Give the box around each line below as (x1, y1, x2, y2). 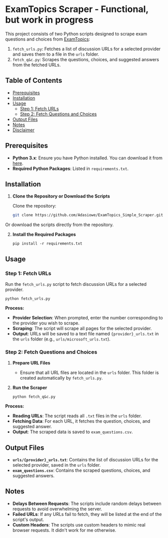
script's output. (12, 516, 44, 522)
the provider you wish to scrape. (12, 320, 80, 326)
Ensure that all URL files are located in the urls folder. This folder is (20, 370, 159, 376)
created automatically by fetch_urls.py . (20, 375, 103, 381)
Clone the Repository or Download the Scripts (12, 193, 110, 199)
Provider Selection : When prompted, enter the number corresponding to (12, 314, 163, 320)
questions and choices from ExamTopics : (5, 36, 90, 42)
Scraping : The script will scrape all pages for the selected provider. (12, 325, 152, 331)
